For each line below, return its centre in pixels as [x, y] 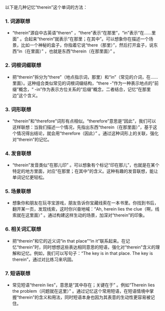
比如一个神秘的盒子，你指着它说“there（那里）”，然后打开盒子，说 [87, 45]
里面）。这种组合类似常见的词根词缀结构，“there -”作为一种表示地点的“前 [85, 83]
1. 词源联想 [18, 21]
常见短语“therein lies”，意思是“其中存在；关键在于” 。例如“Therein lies [83, 285]
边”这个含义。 [26, 95]
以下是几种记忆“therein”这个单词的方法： [46, 7]
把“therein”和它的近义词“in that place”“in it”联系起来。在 [69, 241]
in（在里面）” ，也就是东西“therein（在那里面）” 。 [68, 51]
